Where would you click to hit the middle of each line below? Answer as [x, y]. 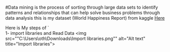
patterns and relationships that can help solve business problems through [83, 13]
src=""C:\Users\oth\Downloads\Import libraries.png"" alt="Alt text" [75, 38]
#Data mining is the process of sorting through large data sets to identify [82, 7]
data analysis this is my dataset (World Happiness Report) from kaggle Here [85, 18]
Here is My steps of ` [27, 28]
